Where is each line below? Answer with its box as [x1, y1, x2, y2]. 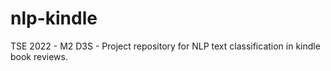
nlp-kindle [10, 7, 98, 30]
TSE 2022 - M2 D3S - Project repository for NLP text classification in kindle [10, 40, 321, 52]
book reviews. [10, 50, 68, 62]
